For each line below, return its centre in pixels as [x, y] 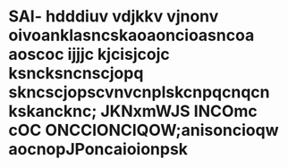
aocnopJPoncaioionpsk [98, 150]
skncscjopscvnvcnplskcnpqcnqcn [139, 92]
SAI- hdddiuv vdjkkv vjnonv [114, 17]
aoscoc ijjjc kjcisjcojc [89, 54]
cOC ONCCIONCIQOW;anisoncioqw [144, 130]
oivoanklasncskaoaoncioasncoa [131, 35]
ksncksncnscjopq [76, 74]
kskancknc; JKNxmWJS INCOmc [133, 111]
